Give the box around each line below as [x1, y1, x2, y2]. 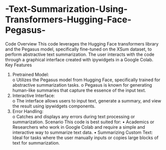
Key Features [5, 62, 32, 68]
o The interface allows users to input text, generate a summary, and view [12, 98, 162, 103]
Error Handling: [12, 108, 44, 114]
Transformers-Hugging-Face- [5, 14, 132, 25]
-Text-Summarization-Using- [5, 3, 128, 15]
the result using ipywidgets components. [12, 103, 96, 109]
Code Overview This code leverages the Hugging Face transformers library [5, 41, 159, 47]
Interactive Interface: [12, 93, 55, 99]
